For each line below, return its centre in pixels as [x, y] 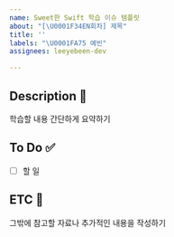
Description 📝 [48, 96]
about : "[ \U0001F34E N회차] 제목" [69, 26]
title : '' [28, 34]
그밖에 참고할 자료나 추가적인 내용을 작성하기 [88, 223]
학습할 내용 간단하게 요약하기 [60, 118]
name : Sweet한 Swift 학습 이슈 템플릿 [74, 18]
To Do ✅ [32, 148]
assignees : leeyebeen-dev [58, 52]
